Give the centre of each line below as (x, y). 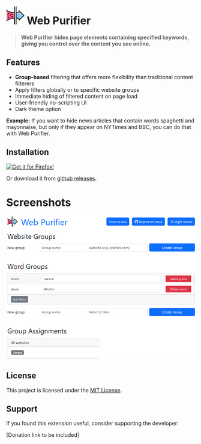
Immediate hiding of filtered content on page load (76, 96)
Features (23, 63)
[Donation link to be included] (43, 435)
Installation (28, 152)
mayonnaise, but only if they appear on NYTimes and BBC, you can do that (99, 127)
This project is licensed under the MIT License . (64, 390)
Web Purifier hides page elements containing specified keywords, (105, 37)
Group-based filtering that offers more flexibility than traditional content (104, 77)
